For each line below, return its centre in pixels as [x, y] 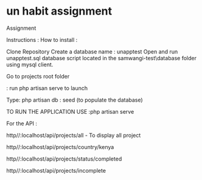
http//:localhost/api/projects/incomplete [56, 170]
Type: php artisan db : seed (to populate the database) [75, 100]
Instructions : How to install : [42, 40]
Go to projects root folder [38, 76]
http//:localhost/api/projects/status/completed [64, 159]
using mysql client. [30, 64]
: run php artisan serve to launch [47, 88]
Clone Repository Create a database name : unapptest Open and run [92, 51]
